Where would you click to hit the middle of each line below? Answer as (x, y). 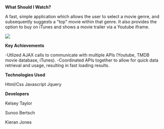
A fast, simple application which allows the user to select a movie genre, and (82, 16)
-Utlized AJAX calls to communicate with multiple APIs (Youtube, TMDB (77, 55)
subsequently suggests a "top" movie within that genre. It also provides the (81, 22)
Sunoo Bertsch (20, 113)
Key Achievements (25, 45)
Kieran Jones (18, 122)
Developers (17, 94)
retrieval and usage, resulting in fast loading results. (57, 65)
